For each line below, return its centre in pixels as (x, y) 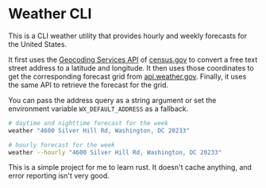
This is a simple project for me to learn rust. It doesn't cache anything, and (130, 167)
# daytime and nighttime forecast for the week (89, 123)
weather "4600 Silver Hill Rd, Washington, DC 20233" (99, 130)
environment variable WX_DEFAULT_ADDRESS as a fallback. (98, 109)
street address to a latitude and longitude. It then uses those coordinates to (131, 67)
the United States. (38, 44)
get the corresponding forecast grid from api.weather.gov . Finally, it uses (127, 76)
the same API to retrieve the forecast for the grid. (89, 85)
